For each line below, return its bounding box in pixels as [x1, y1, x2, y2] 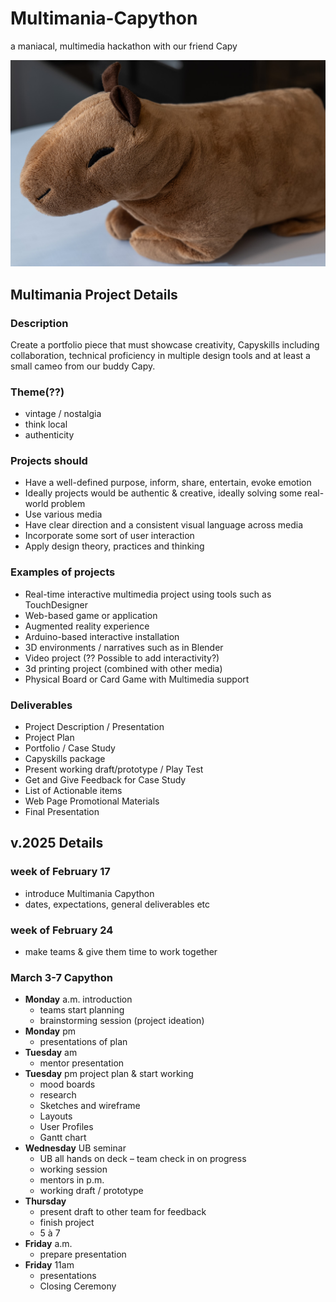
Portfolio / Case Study [24, 742, 116, 754]
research [39, 1089, 77, 1101]
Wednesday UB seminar [24, 1142, 127, 1154]
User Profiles [39, 1121, 94, 1133]
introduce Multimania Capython [24, 887, 155, 899]
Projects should [10, 454, 88, 468]
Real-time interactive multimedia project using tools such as [24, 588, 272, 600]
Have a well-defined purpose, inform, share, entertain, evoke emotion [24, 477, 312, 489]
